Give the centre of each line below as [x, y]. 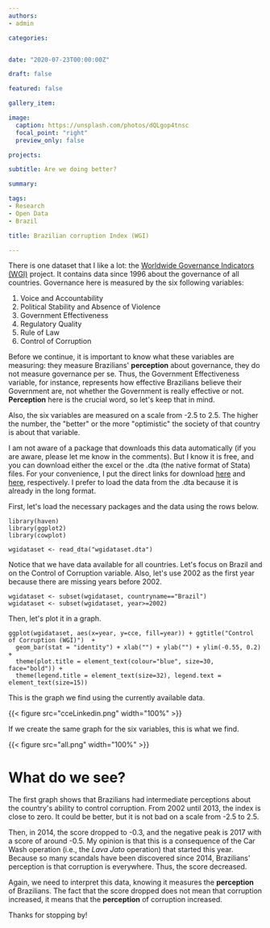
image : [19, 118]
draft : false [30, 74]
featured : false [35, 89]
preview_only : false [50, 140]
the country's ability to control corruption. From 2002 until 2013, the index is [135, 809]
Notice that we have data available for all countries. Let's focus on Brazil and [135, 565]
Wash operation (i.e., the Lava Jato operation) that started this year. [121, 850]
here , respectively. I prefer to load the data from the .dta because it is [124, 483]
